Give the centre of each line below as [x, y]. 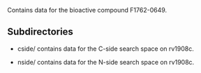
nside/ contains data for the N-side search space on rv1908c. [106, 62]
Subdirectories [40, 32]
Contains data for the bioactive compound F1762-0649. [87, 10]
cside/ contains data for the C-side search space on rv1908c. [105, 49]
